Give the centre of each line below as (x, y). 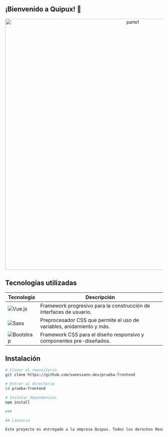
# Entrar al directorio (30, 384)
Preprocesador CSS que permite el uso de (89, 320)
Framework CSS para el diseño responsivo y (92, 335)
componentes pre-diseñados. (75, 341)
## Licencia (17, 420)
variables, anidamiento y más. (75, 326)
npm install (17, 402)
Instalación (23, 359)
